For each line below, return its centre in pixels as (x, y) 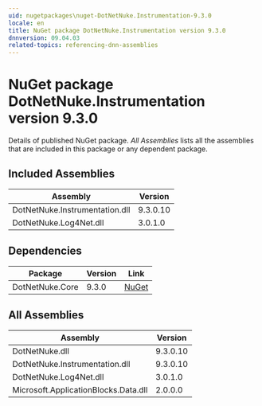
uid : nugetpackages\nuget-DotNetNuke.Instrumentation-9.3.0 (110, 16)
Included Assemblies (62, 174)
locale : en (26, 23)
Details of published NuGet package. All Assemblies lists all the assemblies (131, 141)
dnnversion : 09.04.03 (44, 38)
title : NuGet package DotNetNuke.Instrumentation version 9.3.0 (117, 30)
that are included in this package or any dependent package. (108, 149)
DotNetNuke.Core (45, 287)
